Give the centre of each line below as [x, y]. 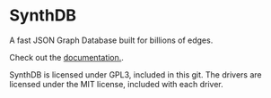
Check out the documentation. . [66, 57]
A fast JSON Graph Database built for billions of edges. [111, 40]
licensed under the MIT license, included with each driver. [116, 84]
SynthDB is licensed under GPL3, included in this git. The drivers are [135, 74]
